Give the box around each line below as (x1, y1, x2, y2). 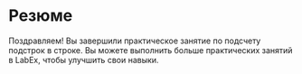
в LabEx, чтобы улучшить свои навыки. (8, 54, 159, 65)
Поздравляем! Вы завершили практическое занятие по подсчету (8, 35, 261, 46)
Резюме (8, 5, 73, 26)
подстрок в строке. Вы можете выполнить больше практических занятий (8, 44, 293, 55)
